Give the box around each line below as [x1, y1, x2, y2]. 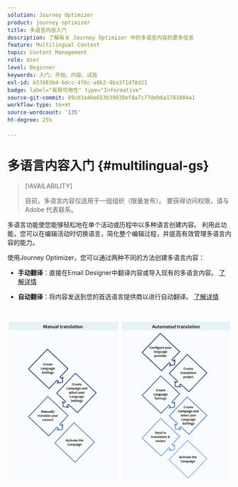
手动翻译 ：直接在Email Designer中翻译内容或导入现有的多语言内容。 [17, 268, 218, 277]
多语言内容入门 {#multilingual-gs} [7, 157, 210, 173]
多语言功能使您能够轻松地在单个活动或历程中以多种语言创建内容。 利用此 [7, 220, 221, 229]
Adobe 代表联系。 [24, 205, 78, 213]
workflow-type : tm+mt [7, 102, 72, 109]
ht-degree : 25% [7, 117, 53, 124]
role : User [7, 57, 40, 64]
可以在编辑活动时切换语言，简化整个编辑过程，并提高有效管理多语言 [26, 229, 225, 237]
